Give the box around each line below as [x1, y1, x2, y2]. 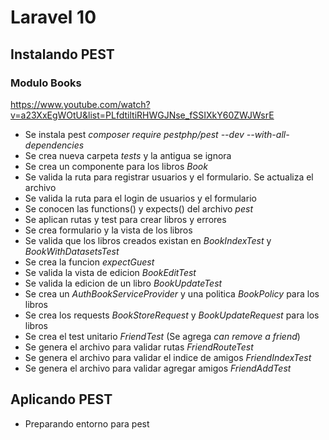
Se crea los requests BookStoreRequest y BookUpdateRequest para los [24, 309, 320, 321]
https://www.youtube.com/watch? [10, 98, 151, 110]
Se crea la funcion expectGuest [24, 256, 155, 268]
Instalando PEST [10, 46, 115, 63]
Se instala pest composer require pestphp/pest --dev [24, 128, 245, 140]
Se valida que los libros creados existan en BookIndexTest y [24, 234, 272, 246]
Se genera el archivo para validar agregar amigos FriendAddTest [24, 362, 292, 374]
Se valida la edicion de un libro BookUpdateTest [24, 277, 223, 289]
